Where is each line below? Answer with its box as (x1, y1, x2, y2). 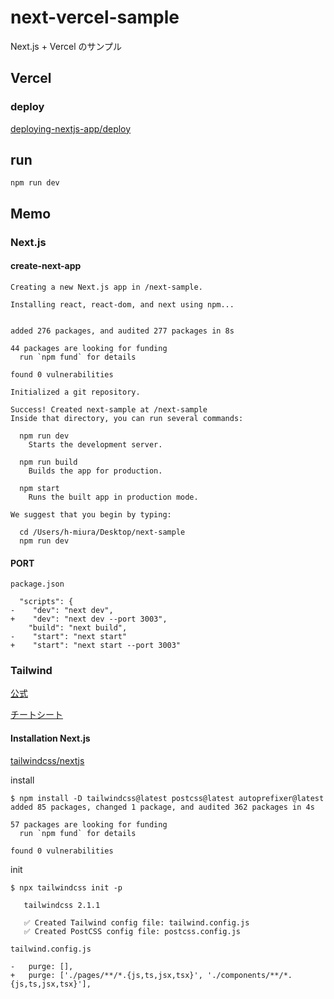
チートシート (10, 709, 63, 721)
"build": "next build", (28, 623, 128, 633)
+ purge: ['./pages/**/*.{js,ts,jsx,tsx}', (10, 970, 203, 980)
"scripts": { (19, 597, 74, 607)
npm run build (19, 457, 78, 467)
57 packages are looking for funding (10, 819, 168, 830)
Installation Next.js (10, 732, 91, 745)
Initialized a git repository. (10, 387, 141, 397)
